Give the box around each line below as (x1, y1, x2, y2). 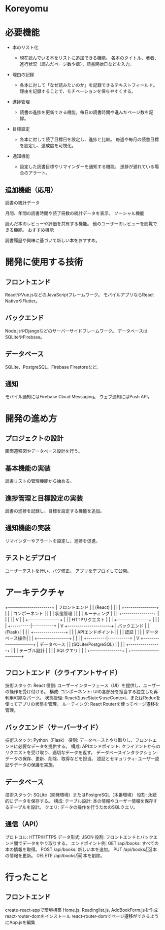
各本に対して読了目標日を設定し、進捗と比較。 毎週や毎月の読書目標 (19, 136, 159, 142)
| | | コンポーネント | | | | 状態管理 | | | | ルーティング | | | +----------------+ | (5, 610, 159, 616)
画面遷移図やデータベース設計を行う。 (5, 448, 83, 454)
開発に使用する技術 (5, 256, 83, 268)
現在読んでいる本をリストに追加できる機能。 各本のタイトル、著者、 (19, 55, 159, 61)
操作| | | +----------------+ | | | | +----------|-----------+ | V (18, 635, 139, 641)
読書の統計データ (5, 200, 40, 206)
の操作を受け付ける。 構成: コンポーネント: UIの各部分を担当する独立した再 (5, 689, 159, 695)
